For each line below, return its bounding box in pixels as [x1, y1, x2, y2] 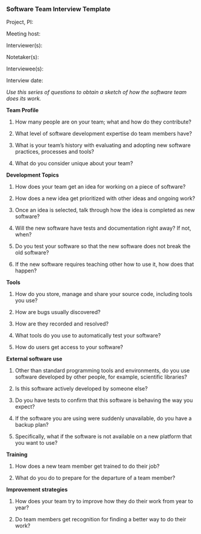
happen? [14, 267, 37, 274]
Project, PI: [6, 19, 34, 26]
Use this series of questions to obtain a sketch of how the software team [6, 89, 187, 96]
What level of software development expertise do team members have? [14, 130, 193, 137]
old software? [14, 249, 49, 256]
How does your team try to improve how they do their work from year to [14, 498, 194, 505]
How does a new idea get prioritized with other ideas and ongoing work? [14, 195, 196, 202]
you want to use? [14, 439, 58, 447]
